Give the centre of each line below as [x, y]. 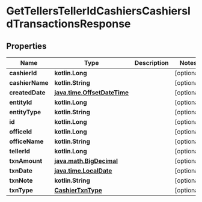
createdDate [27, 93]
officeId [20, 132]
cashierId [23, 73]
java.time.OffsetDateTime [92, 93]
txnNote [21, 180]
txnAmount [26, 161]
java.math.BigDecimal [86, 161]
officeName [26, 141]
